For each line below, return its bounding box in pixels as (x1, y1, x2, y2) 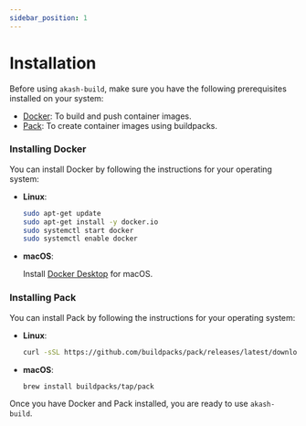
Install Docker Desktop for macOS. (22, 269, 153, 280)
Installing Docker (9, 143, 87, 155)
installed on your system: (9, 92, 104, 103)
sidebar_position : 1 (9, 13, 89, 23)
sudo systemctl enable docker (22, 234, 139, 243)
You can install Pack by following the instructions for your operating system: (9, 312, 296, 323)
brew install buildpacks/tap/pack (22, 381, 154, 391)
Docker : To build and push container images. (22, 111, 192, 122)
